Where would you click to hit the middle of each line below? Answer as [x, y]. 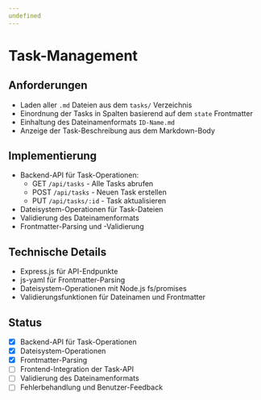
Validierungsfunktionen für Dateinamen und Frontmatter [112, 297]
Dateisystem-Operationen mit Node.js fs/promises [103, 289]
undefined [25, 16]
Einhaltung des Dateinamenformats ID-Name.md [97, 122]
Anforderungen [48, 85]
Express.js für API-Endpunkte [69, 272]
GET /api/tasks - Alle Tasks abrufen [93, 184]
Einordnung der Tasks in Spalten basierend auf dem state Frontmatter [137, 113]
